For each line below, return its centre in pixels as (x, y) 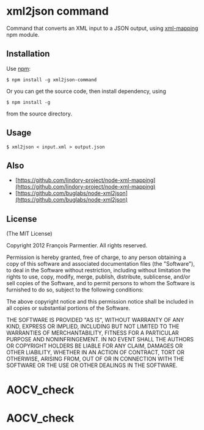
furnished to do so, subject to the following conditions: (75, 290)
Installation (28, 54)
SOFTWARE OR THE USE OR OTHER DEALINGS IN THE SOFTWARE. (92, 365)
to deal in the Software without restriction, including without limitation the (98, 271)
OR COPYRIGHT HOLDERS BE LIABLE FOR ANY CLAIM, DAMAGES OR (95, 346)
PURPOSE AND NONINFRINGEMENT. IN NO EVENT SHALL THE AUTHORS (100, 340)
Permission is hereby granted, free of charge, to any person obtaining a (96, 257)
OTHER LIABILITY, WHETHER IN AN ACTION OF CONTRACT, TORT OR (95, 352)
